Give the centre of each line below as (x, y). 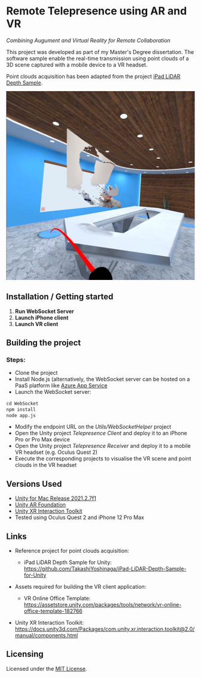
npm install (21, 410)
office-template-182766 (53, 611)
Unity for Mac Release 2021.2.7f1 (56, 498)
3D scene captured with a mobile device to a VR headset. (77, 65)
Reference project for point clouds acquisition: (72, 551)
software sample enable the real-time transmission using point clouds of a (98, 58)
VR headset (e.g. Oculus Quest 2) (56, 452)
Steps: (16, 360)
